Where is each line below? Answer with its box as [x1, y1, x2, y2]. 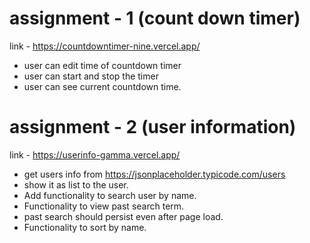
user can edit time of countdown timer [23, 59, 182, 71]
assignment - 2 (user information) [9, 116, 297, 139]
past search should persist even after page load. [23, 210, 224, 222]
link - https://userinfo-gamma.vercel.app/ [9, 148, 181, 161]
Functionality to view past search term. [23, 200, 185, 212]
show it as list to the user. [23, 178, 129, 191]
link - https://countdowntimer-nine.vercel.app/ [9, 40, 201, 52]
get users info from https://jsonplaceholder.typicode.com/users [23, 168, 286, 180]
